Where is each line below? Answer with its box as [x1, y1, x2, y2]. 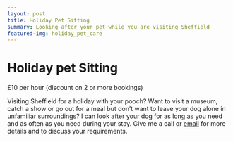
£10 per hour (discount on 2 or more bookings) [7, 84, 143, 92]
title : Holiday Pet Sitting [7, 17, 90, 24]
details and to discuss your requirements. [7, 127, 128, 136]
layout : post [7, 10, 46, 18]
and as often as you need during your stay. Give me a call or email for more [7, 120, 226, 128]
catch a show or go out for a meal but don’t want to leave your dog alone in [7, 105, 226, 113]
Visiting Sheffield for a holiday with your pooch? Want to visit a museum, [7, 97, 218, 105]
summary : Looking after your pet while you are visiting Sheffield [7, 23, 210, 30]
